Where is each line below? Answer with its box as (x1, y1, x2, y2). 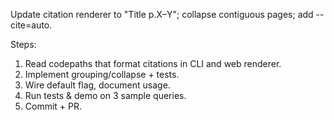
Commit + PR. (24, 100, 83, 112)
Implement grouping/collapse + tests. (24, 69, 180, 80)
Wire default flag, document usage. (24, 79, 171, 91)
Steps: (10, 39, 37, 50)
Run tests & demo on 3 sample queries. (24, 90, 187, 101)
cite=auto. (10, 19, 53, 31)
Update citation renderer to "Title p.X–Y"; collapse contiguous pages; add (10, 9, 314, 20)
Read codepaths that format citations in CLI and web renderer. (24, 58, 282, 69)
